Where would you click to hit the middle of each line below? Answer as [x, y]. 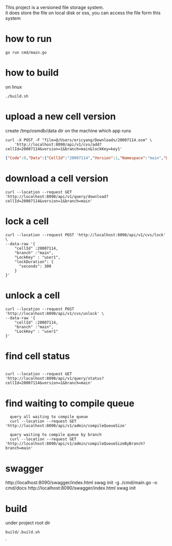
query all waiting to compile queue [49, 417]
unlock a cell [33, 295]
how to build [32, 73]
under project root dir [28, 523]
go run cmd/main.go [26, 52]
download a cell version [57, 178]
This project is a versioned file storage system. [55, 7]
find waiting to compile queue [70, 403]
